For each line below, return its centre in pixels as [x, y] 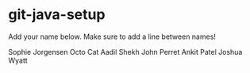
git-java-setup [57, 15]
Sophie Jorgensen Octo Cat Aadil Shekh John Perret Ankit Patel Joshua [125, 52]
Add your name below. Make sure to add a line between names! [112, 36]
